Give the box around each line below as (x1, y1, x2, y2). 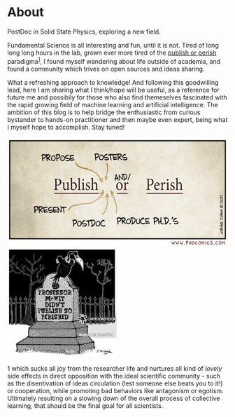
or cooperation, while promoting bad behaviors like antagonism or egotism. (7, 386, 224, 395)
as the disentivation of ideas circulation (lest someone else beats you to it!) (7, 379, 223, 388)
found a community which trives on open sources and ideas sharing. (7, 64, 205, 73)
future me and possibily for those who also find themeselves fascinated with (7, 93, 227, 102)
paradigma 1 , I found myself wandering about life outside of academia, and (7, 55, 221, 65)
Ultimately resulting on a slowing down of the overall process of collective (7, 394, 220, 402)
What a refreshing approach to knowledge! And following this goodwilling (7, 78, 219, 86)
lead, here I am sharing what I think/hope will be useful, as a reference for (7, 86, 220, 94)
